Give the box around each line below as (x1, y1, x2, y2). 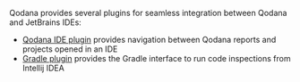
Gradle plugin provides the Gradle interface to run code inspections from (21, 53, 291, 63)
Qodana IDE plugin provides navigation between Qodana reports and (21, 35, 277, 45)
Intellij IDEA (21, 62, 64, 73)
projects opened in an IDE (21, 44, 118, 54)
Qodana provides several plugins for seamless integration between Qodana (9, 8, 287, 18)
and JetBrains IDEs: (9, 17, 82, 28)
